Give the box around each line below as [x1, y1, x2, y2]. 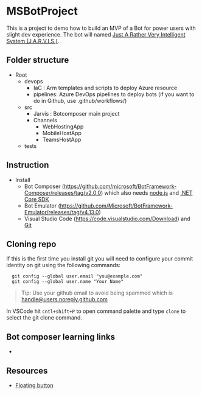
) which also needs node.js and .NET [100, 189, 193, 196]
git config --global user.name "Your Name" [12, 279, 124, 285]
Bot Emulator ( [24, 202, 61, 209]
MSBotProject [6, 4, 78, 18]
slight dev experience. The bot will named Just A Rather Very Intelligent [6, 30, 186, 38]
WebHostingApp [42, 123, 84, 130]
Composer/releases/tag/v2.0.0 [24, 189, 102, 196]
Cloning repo [6, 239, 57, 249]
